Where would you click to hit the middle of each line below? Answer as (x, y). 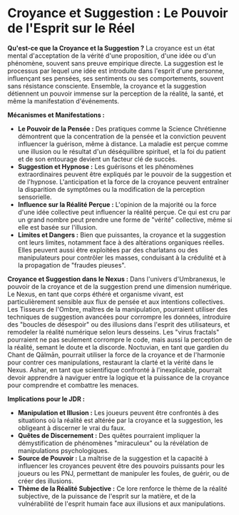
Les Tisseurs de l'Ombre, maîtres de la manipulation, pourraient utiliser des (118, 309)
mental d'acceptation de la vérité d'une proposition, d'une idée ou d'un (112, 56)
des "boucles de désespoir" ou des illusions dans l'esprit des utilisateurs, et (119, 324)
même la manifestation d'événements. (63, 101)
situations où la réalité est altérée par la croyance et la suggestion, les (120, 420)
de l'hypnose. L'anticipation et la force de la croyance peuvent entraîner (123, 182)
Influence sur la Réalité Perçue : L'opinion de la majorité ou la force (117, 204)
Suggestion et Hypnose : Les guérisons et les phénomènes (106, 166)
